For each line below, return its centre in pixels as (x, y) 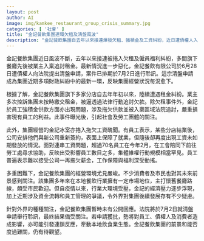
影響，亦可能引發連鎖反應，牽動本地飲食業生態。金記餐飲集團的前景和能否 (104, 224)
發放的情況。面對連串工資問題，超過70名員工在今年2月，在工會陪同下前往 (104, 145)
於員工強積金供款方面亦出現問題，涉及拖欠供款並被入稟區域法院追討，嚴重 (99, 109)
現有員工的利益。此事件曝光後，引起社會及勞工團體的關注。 (86, 117)
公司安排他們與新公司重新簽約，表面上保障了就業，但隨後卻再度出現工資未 (99, 137)
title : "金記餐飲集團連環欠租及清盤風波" (53, 35)
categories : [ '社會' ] (36, 29)
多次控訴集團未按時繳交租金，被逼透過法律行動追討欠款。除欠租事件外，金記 (102, 102)
